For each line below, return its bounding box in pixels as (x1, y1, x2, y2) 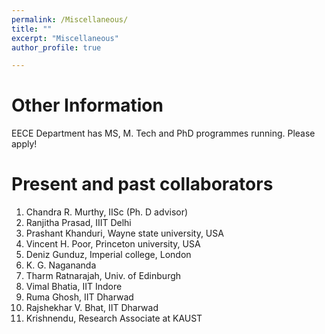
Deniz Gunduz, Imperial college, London (25, 249, 192, 261)
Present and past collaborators (11, 173, 274, 196)
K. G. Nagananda (25, 259, 97, 271)
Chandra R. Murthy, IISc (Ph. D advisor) (25, 206, 189, 218)
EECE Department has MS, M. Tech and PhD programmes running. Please (11, 127, 316, 140)
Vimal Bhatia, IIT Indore (25, 281, 123, 293)
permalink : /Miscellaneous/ (11, 14, 129, 25)
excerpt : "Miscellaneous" (11, 33, 119, 43)
